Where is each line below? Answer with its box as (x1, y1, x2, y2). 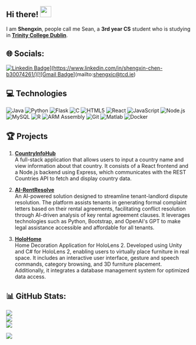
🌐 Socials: (6, 48, 45, 59)
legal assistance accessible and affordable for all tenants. (14, 224, 155, 231)
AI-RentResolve (14, 187, 55, 194)
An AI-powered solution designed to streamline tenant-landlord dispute (14, 193, 188, 200)
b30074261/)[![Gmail (6, 70, 57, 77)
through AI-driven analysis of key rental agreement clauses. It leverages (14, 211, 190, 219)
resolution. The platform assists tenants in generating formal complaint (14, 199, 187, 206)
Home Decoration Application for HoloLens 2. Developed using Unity (14, 242, 182, 249)
